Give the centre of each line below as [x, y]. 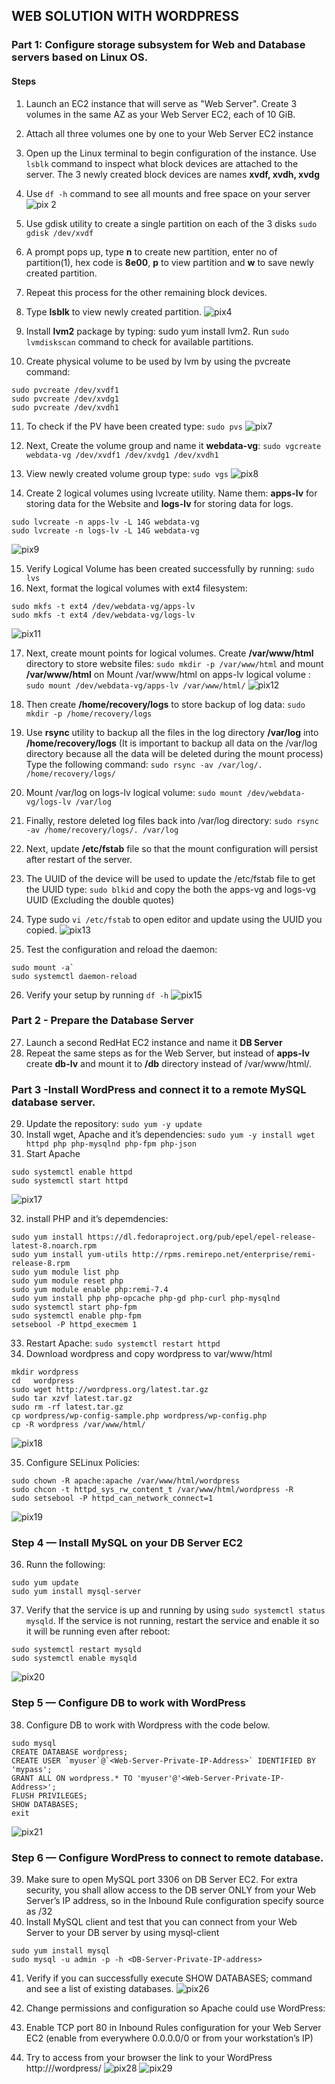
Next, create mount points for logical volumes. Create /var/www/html [169, 653]
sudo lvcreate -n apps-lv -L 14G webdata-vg [105, 522]
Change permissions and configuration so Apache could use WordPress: [175, 2008]
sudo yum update [45, 1583]
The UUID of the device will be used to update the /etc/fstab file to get [170, 878]
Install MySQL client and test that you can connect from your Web [161, 1922]
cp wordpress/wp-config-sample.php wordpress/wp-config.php [139, 1416]
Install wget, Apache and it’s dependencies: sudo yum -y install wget [170, 1135]
